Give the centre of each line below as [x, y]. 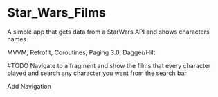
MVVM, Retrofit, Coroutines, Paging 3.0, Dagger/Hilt [81, 52]
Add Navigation [29, 86]
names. [18, 39]
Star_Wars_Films [56, 13]
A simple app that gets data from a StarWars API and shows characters [108, 32]
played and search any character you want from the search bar [97, 73]
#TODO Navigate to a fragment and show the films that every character [109, 65]
